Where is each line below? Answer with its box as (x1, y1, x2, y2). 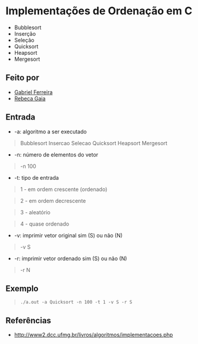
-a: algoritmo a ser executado (14, 128, 87, 135)
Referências (5, 315, 52, 326)
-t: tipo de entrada (14, 174, 59, 181)
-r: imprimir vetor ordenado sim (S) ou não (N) (14, 255, 127, 262)
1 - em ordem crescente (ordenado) (20, 186, 108, 193)
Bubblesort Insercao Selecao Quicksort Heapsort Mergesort (20, 139, 168, 146)
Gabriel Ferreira (14, 88, 53, 96)
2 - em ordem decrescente (20, 197, 86, 204)
